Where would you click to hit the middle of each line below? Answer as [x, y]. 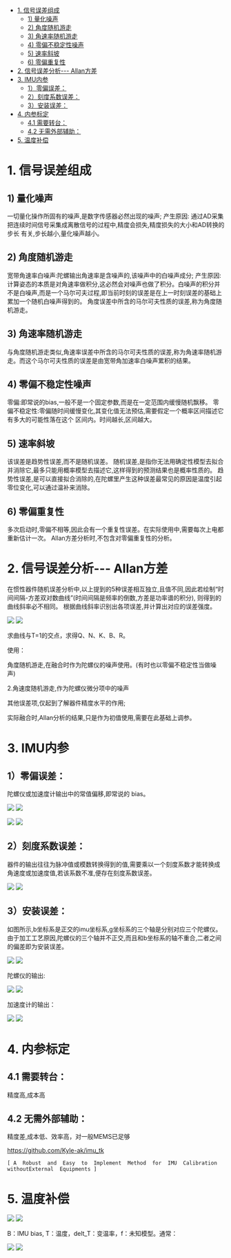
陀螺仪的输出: [27, 976]
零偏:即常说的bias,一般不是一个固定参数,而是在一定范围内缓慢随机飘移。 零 [113, 402]
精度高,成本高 [27, 1095]
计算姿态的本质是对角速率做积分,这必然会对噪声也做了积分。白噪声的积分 [111, 284]
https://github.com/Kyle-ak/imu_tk [56, 1151]
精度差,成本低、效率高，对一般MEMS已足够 [69, 1137]
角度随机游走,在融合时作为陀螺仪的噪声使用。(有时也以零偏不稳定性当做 [109, 665]
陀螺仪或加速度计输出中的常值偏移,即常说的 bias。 [78, 794]
